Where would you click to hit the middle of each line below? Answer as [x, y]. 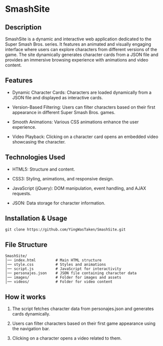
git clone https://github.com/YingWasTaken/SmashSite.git [65, 230]
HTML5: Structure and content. [43, 169]
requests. [22, 193]
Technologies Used [35, 158]
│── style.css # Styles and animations [56, 265]
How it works [25, 297]
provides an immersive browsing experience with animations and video [77, 60]
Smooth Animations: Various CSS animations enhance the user [75, 122]
